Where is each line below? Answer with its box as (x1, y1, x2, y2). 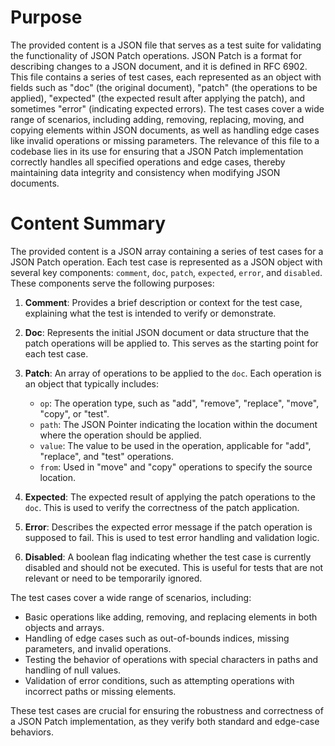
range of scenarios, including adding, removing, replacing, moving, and (10, 113, 305, 125)
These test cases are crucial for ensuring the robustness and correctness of (10, 704, 324, 716)
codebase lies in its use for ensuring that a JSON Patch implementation (10, 145, 304, 157)
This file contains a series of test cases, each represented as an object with (10, 71, 322, 83)
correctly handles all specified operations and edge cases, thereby (10, 156, 286, 168)
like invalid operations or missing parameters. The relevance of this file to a (10, 134, 320, 146)
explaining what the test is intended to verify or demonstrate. (24, 307, 277, 319)
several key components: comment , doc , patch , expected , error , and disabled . (10, 266, 323, 278)
